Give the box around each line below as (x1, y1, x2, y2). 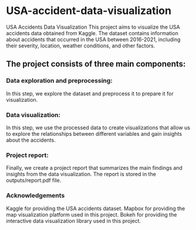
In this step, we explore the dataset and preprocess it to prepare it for (6, 90, 174, 97)
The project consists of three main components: (6, 59, 186, 69)
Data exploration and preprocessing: (6, 77, 113, 85)
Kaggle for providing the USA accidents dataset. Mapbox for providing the (6, 205, 185, 212)
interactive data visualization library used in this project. (6, 217, 141, 224)
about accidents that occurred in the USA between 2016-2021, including (6, 36, 181, 43)
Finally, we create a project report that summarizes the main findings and (6, 164, 183, 171)
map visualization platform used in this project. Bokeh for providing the (6, 211, 177, 218)
